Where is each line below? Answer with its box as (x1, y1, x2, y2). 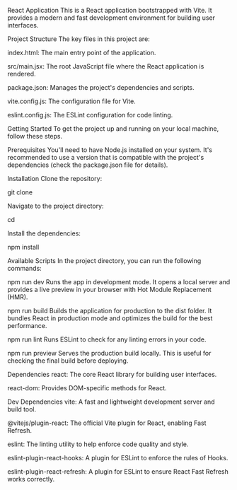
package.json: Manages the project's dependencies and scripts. (7, 83, 195, 91)
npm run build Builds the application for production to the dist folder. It (7, 307, 212, 315)
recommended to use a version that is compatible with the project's (7, 153, 204, 161)
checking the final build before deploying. (7, 356, 129, 365)
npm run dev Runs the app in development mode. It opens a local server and (7, 278, 231, 286)
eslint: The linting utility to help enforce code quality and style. (7, 440, 189, 448)
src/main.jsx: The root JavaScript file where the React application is (7, 62, 204, 70)
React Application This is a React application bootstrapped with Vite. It (7, 6, 212, 14)
